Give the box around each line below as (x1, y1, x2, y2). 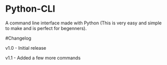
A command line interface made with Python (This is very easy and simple (5, 20, 162, 26)
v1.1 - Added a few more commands (5, 54, 81, 61)
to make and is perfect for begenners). (5, 25, 87, 31)
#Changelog (5, 35, 32, 41)
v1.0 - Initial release (5, 45, 47, 51)
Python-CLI (5, 3, 55, 15)
